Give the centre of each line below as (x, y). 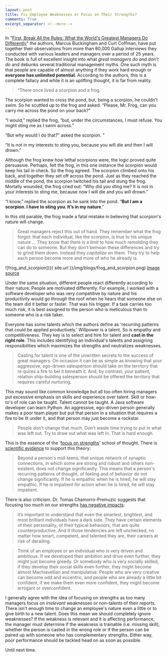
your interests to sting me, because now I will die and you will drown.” (77, 192)
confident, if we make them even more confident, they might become (88, 583)
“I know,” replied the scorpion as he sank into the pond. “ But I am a (74, 202)
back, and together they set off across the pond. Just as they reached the (81, 176)
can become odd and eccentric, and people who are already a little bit (89, 577)
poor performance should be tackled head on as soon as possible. (73, 640)
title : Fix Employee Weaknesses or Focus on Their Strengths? (71, 15)
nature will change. (25, 222)
